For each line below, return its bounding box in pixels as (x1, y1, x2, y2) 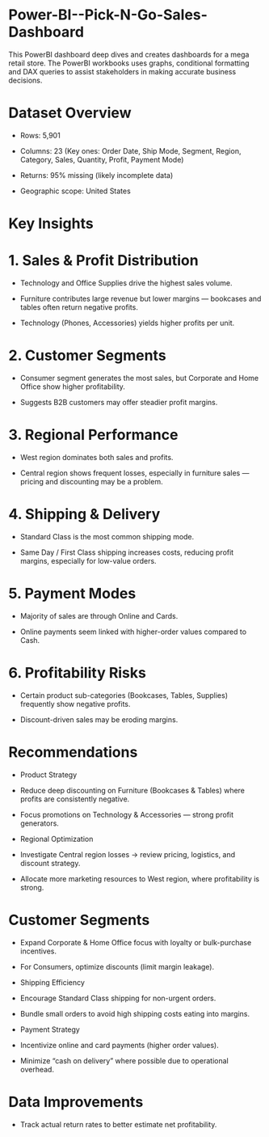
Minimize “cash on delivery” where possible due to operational (19, 1055, 229, 1065)
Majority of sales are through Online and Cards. (19, 611, 179, 620)
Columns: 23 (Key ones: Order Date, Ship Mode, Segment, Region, (19, 146, 242, 155)
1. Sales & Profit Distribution (8, 251, 200, 270)
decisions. (8, 75, 43, 85)
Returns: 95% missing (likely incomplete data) (19, 170, 174, 180)
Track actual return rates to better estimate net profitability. (19, 1119, 217, 1129)
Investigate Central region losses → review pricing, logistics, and (19, 849, 236, 859)
